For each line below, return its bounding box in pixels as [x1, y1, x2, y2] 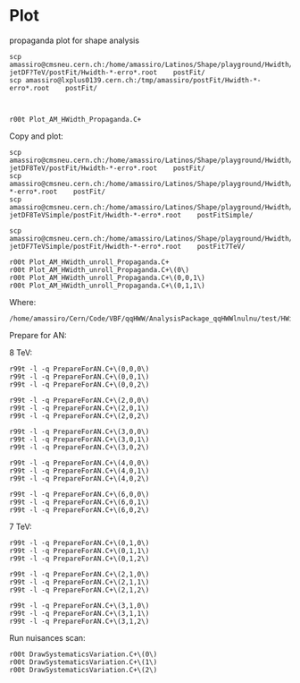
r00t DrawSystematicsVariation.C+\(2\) [9, 665, 158, 674]
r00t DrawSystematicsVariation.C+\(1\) [9, 657, 158, 667]
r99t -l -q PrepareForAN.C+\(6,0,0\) [9, 490, 150, 499]
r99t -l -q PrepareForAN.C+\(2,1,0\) [9, 569, 150, 578]
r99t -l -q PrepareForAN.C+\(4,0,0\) [9, 458, 150, 467]
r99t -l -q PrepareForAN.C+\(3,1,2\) [9, 617, 150, 626]
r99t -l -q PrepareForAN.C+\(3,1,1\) [9, 609, 150, 618]
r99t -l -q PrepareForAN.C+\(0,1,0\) [9, 538, 150, 547]
